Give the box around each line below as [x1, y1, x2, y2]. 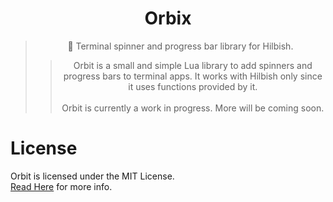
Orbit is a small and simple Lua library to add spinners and [73, 59, 313, 71]
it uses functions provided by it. [128, 80, 258, 92]
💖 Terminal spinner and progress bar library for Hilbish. [67, 40, 294, 52]
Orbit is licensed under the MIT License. [10, 170, 175, 182]
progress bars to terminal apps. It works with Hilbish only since [63, 70, 323, 82]
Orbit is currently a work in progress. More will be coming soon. [61, 102, 325, 114]
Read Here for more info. [10, 180, 113, 192]
